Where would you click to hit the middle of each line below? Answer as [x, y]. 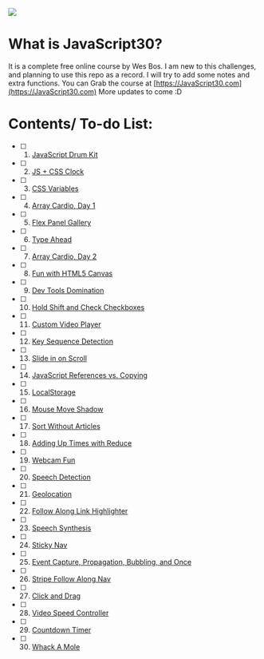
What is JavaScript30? [85, 44]
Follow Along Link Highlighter [80, 510]
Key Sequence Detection [73, 341]
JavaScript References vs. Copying [89, 375]
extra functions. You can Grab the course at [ [83, 83]
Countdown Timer [61, 629]
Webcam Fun [53, 460]
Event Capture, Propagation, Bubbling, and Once [112, 562]
